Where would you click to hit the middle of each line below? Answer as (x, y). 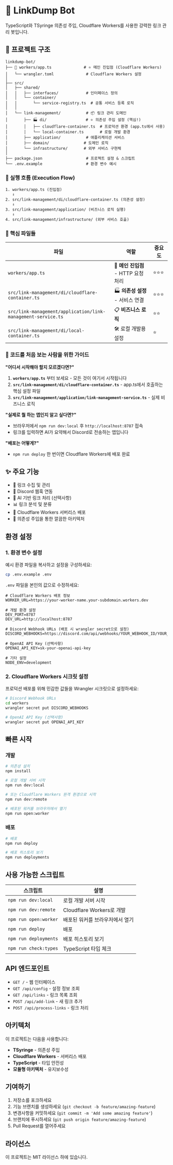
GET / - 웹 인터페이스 (34, 982)
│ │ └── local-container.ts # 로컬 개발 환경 (68, 132)
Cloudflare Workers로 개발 (94, 910)
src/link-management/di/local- (46, 331)
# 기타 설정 (16, 658)
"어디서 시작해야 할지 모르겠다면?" (40, 367)
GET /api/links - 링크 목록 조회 (45, 995)
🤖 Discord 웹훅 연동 (33, 492)
